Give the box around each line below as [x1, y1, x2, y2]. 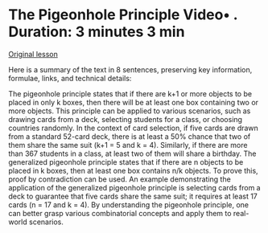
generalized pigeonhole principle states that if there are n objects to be [8, 157, 244, 166]
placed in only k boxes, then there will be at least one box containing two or [8, 97, 259, 107]
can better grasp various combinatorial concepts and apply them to [8, 208, 232, 218]
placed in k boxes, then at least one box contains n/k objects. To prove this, [8, 166, 259, 175]
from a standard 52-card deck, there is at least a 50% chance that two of [8, 131, 251, 141]
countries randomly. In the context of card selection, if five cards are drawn [8, 123, 259, 133]
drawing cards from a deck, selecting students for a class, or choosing [8, 114, 243, 124]
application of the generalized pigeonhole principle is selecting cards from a [8, 182, 261, 192]
